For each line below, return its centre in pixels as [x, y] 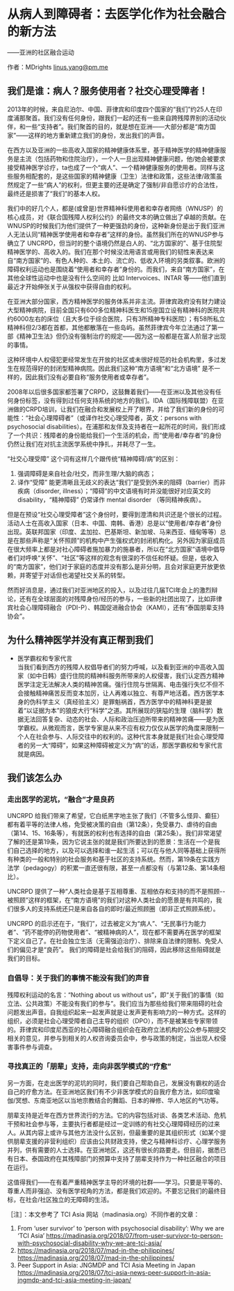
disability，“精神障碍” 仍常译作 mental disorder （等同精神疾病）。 [111, 499]
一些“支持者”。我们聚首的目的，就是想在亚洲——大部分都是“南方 [118, 127]
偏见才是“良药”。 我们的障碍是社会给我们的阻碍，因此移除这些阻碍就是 [120, 949]
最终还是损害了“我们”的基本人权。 [56, 193]
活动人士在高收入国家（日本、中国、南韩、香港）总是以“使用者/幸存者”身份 [115, 523]
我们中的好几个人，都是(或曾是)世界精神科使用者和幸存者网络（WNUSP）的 [115, 208]
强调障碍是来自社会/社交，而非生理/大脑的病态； [86, 473]
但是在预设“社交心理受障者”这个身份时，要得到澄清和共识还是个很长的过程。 [116, 514]
